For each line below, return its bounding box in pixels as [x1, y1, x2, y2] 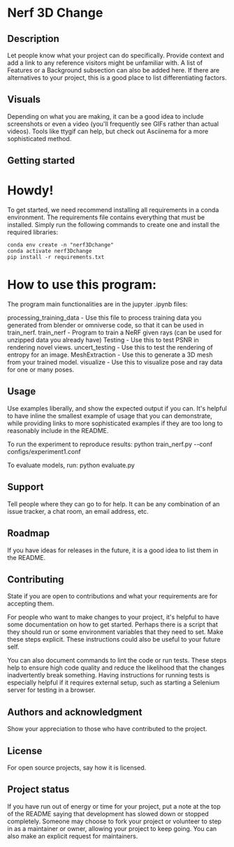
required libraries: [7, 228, 59, 237]
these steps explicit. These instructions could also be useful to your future [7, 635, 221, 644]
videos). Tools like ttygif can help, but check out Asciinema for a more [7, 127, 209, 135]
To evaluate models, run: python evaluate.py [7, 461, 135, 469]
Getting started [7, 155, 75, 167]
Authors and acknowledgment [7, 706, 142, 718]
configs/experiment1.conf [7, 447, 82, 455]
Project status [7, 783, 70, 795]
